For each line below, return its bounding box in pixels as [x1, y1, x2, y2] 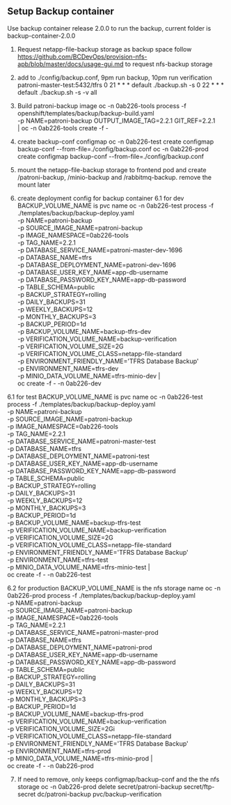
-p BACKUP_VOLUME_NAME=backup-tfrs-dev [17, 327, 152, 335]
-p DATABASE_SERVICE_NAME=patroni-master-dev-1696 [17, 245, 183, 254]
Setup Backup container [7, 6, 115, 17]
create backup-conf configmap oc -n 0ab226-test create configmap [17, 137, 214, 146]
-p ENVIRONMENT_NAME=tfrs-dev [17, 364, 119, 372]
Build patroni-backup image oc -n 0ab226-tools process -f [17, 101, 186, 110]
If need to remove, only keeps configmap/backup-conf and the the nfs [17, 775, 220, 783]
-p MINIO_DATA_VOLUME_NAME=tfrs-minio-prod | [7, 754, 153, 762]
